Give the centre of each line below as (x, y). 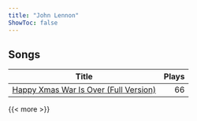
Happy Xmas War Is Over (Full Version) (84, 90)
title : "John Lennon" (44, 15)
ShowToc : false (33, 23)
